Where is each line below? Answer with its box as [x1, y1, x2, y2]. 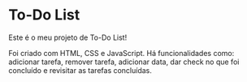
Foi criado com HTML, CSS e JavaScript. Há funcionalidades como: [8, 48, 235, 58]
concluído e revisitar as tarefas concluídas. [8, 65, 153, 75]
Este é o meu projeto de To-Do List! [8, 32, 128, 42]
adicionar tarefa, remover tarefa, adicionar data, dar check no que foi [8, 57, 240, 67]
